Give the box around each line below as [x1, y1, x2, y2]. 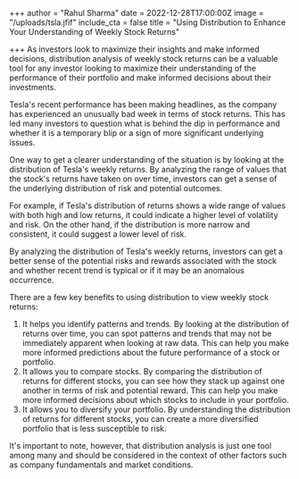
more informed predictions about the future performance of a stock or [21, 348, 280, 357]
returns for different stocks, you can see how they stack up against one [21, 375, 286, 386]
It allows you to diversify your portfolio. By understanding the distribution [21, 404, 291, 415]
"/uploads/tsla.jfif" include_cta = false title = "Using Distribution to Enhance [9, 17, 287, 28]
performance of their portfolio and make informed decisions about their [9, 72, 272, 83]
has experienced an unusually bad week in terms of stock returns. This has [9, 109, 286, 119]
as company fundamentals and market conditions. [9, 459, 194, 470]
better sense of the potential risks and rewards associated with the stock [9, 256, 277, 266]
